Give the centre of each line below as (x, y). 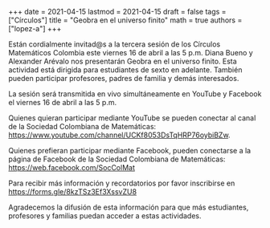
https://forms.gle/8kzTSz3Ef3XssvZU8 (73, 191)
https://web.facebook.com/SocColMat (72, 167)
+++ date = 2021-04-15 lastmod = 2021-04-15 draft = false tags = (117, 12)
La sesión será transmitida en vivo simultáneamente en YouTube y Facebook (135, 94)
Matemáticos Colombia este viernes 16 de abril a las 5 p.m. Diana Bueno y (131, 53)
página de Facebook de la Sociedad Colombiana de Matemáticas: (117, 159)
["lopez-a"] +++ (35, 28)
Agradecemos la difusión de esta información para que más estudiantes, (129, 207)
